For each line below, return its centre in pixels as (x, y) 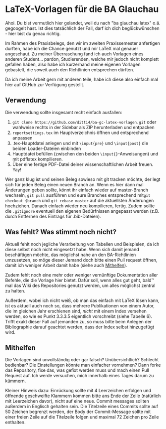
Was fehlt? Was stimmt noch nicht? (61, 232)
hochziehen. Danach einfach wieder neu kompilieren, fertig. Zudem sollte (80, 206)
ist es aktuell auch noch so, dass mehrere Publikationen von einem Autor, (80, 305)
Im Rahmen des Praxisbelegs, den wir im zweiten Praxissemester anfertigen (83, 43)
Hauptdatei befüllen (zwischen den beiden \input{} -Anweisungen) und (85, 153)
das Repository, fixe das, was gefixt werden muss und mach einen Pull (77, 370)
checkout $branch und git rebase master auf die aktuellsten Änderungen (80, 200)
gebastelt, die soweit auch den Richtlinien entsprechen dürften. (70, 70)
